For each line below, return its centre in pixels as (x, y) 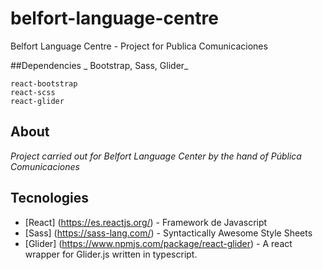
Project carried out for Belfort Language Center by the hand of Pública (156, 156)
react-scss (33, 92)
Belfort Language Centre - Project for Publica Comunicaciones (139, 46)
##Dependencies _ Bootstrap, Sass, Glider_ (99, 65)
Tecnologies (49, 198)
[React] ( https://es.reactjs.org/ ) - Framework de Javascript (146, 222)
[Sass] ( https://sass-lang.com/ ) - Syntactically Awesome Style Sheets (168, 233)
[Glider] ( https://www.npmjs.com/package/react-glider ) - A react (158, 243)
